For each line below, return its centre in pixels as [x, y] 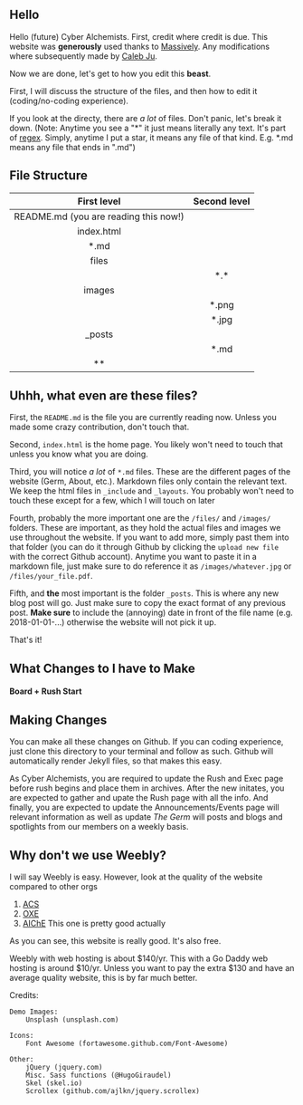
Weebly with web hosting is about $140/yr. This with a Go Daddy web [139, 958]
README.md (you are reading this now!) [99, 216]
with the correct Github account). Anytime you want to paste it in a [133, 557]
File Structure [48, 176]
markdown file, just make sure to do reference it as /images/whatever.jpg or [151, 566]
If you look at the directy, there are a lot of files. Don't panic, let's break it [146, 118]
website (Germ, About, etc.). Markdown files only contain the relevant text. [148, 481]
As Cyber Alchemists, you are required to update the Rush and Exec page [147, 779]
